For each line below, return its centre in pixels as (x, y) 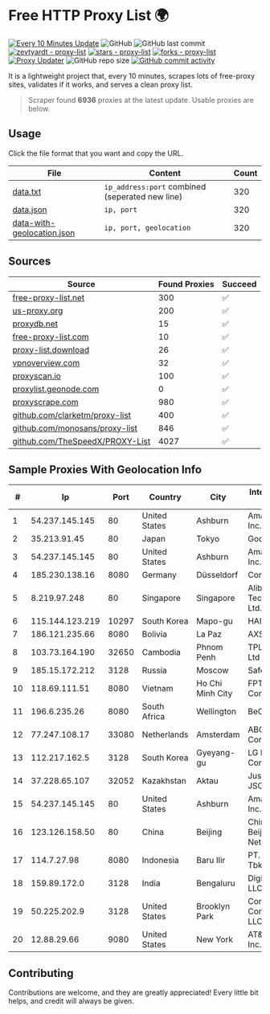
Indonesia (160, 861)
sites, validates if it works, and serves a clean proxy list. (100, 84)
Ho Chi (209, 684)
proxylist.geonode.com (56, 389)
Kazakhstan (164, 781)
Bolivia (154, 634)
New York (215, 939)
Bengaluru (216, 883)
